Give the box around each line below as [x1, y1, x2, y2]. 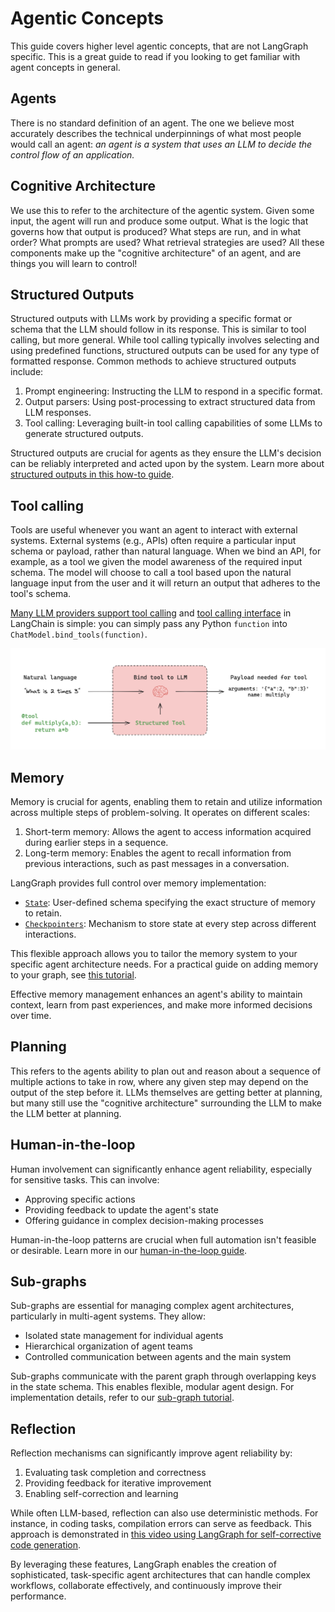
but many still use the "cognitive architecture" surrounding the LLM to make [10, 1097, 322, 1109]
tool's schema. [10, 588, 72, 600]
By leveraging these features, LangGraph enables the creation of [10, 1558, 277, 1571]
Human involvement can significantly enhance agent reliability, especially [10, 1163, 313, 1175]
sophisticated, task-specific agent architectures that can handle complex [10, 1569, 311, 1581]
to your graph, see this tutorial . [10, 968, 137, 981]
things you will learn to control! [10, 257, 138, 269]
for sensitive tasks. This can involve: [10, 1173, 160, 1186]
